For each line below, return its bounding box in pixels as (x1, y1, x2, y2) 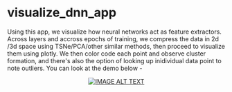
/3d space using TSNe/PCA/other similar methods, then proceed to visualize (7, 42, 225, 50)
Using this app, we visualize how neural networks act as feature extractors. (7, 27, 222, 36)
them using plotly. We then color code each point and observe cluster (7, 49, 206, 58)
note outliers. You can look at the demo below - (7, 64, 143, 72)
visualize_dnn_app (7, 5, 116, 21)
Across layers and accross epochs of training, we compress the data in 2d (7, 34, 220, 43)
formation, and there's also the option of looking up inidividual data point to (7, 56, 222, 65)
